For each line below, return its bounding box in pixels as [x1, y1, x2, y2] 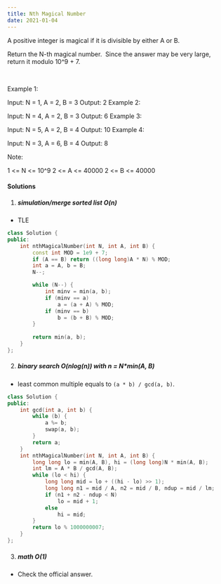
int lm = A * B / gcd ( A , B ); [32, 465, 118, 472]
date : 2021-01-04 [7, 17, 58, 24]
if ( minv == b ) [44, 307, 90, 315]
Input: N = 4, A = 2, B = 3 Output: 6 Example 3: [7, 112, 142, 120]
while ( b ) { [32, 413, 68, 420]
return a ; [32, 439, 61, 446]
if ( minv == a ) [44, 294, 90, 301]
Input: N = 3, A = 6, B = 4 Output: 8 [7, 138, 109, 148]
